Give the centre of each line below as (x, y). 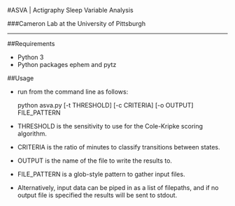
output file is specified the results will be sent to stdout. (97, 195)
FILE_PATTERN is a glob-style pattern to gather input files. (101, 174)
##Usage (21, 78)
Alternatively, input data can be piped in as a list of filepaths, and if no (118, 187)
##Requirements (31, 44)
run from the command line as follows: (73, 91)
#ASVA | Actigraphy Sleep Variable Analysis (71, 10)
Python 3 (30, 57)
